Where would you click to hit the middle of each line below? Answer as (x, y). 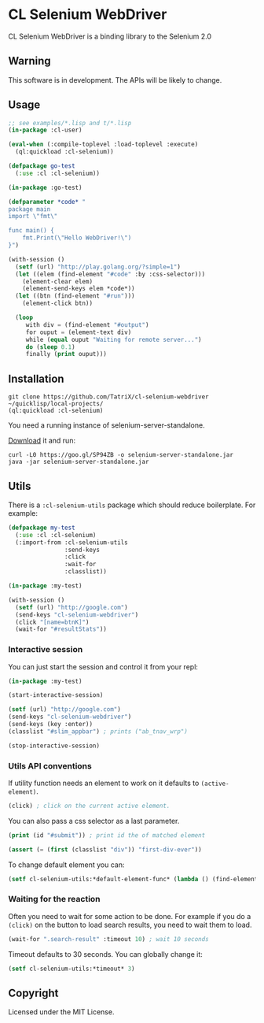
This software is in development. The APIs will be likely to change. (115, 80)
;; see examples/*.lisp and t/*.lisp (70, 123)
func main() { (31, 231)
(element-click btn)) (57, 304)
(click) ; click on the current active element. (89, 806)
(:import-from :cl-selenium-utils (71, 542)
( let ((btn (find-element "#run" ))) (75, 296)
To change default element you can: (66, 865)
